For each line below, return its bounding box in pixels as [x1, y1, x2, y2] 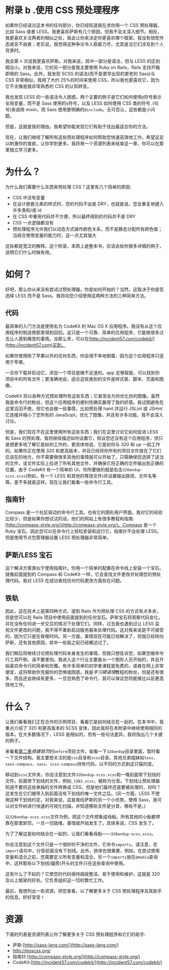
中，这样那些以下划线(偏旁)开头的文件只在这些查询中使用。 [5, 860, 128, 866]
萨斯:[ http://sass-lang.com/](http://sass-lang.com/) [12, 942, 119, 948]
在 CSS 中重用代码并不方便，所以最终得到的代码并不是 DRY [12, 213, 136, 219]
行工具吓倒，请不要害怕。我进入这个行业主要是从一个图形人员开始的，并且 [5, 657, 159, 663]
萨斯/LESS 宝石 [5, 550, 53, 559]
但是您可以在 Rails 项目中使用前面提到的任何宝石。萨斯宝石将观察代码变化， [5, 614, 163, 620]
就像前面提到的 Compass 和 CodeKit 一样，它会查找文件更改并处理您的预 [5, 572, 157, 578]
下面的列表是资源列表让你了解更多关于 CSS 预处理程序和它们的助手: [5, 931, 146, 937]
